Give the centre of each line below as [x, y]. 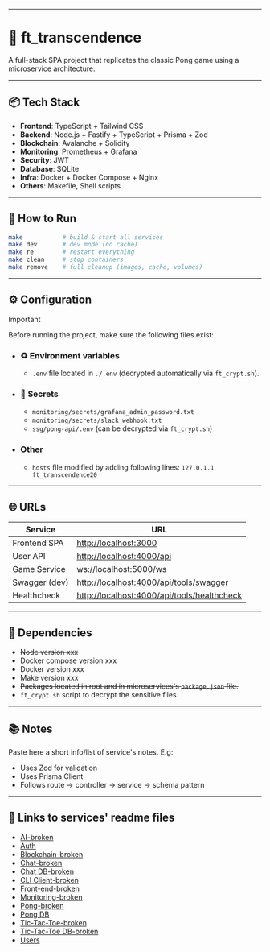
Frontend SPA [38, 543]
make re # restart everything [72, 252]
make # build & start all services [86, 237]
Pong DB [35, 914]
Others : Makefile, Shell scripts [70, 185]
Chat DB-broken [47, 871]
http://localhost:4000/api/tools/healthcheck [159, 595]
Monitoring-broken [51, 897]
